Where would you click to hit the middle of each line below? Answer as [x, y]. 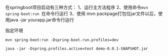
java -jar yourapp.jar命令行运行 [42, 20]
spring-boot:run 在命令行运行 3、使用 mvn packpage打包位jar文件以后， [82, 13]
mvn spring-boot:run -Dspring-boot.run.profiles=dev [62, 40]
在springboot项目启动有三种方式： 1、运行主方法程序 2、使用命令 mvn [77, 7]
